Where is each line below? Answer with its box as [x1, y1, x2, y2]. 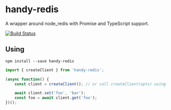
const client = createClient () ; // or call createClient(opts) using [14, 81, 166, 87]
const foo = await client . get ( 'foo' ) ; [14, 95, 97, 100]
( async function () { [5, 76, 50, 82]
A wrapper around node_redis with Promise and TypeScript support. [5, 20, 149, 26]
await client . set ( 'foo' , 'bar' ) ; [14, 91, 86, 96]
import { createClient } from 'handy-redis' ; [5, 67, 104, 72]
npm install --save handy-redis [5, 59, 74, 64]
